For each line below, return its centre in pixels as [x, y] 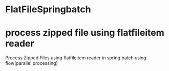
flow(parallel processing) [31, 63]
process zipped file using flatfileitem [85, 33]
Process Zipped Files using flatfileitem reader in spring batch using [76, 58]
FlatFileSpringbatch [48, 9]
